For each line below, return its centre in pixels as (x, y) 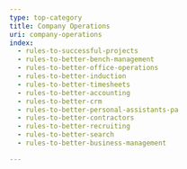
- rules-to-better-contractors (76, 118)
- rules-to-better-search (66, 135)
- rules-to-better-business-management (92, 143)
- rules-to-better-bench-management (86, 59)
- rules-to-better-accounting (74, 93)
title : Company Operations (60, 26)
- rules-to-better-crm (60, 101)
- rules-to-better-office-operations (88, 68)
